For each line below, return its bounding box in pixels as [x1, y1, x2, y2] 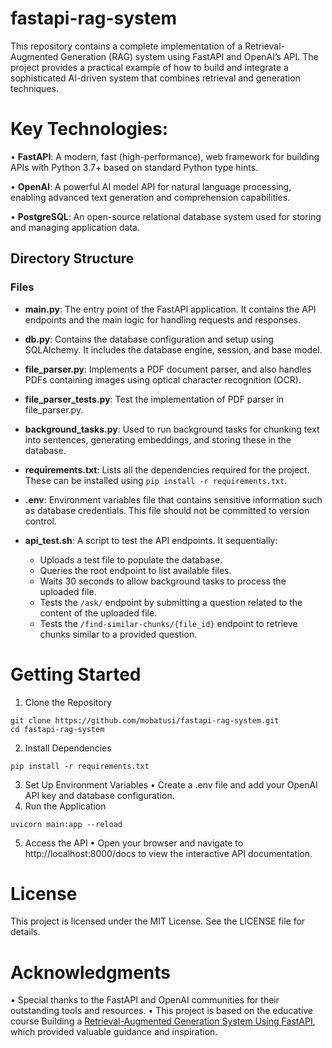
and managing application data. [10, 221, 141, 233]
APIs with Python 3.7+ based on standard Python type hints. [10, 161, 259, 173]
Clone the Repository [24, 696, 113, 708]
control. [24, 515, 57, 527]
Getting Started [10, 663, 142, 686]
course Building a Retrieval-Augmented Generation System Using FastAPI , [10, 1015, 316, 1027]
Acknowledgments [10, 961, 172, 984]
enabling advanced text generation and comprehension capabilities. [10, 191, 291, 203]
